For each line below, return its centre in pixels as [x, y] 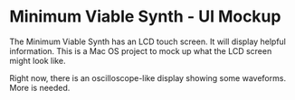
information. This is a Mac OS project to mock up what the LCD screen [141, 50]
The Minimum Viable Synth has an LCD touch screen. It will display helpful [148, 41]
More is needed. [40, 87]
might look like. [38, 60]
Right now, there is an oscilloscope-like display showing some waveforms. [148, 77]
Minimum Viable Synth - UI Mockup [145, 17]
